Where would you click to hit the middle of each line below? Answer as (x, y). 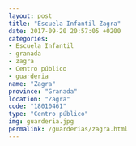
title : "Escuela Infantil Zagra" (65, 24)
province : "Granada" (43, 91)
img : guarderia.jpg (41, 122)
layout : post (30, 16)
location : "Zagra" (39, 99)
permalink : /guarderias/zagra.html (68, 129)
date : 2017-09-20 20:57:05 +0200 (65, 31)
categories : (28, 39)
